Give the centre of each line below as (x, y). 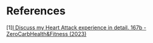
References (36, 11)
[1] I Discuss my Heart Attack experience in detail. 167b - (76, 27)
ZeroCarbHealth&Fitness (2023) (46, 33)
